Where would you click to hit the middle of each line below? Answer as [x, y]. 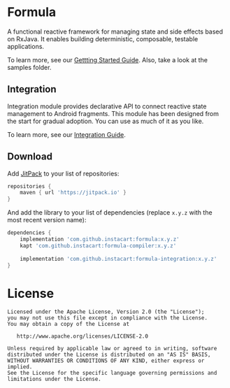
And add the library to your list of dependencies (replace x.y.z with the [110, 213]
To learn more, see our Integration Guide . [66, 134]
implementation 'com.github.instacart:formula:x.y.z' [100, 239]
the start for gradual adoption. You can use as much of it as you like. [106, 121]
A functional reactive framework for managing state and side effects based [115, 31]
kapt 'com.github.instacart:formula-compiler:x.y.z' [98, 245]
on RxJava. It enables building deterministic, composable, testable [103, 38]
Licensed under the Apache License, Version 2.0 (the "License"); [106, 312]
